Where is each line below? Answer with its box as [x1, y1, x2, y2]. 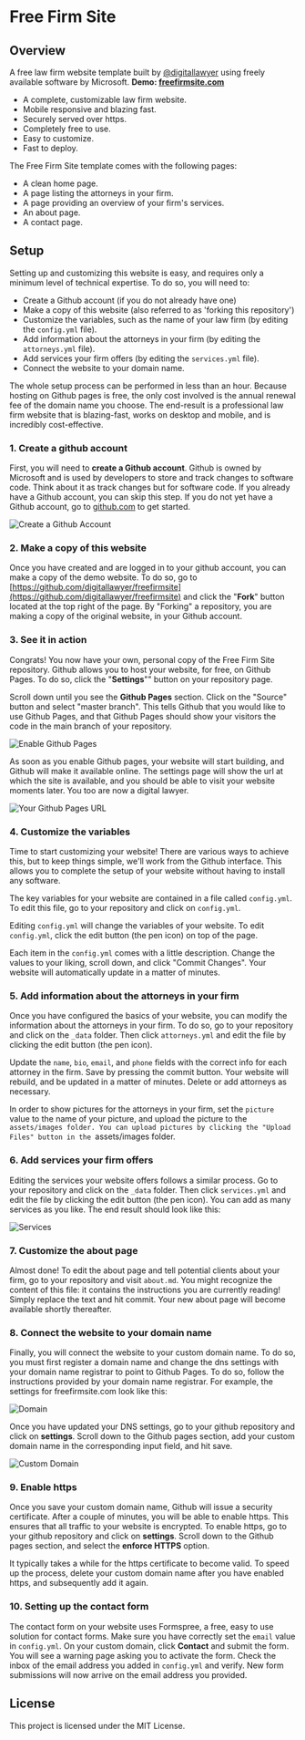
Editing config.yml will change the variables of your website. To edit [9, 920, 265, 931]
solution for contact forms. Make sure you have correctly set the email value [9, 1631, 296, 1642]
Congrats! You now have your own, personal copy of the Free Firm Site [9, 654, 275, 665]
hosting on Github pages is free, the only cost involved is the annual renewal [9, 389, 296, 400]
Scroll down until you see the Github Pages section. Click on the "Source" [9, 691, 288, 702]
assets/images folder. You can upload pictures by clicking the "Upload [9, 1124, 291, 1133]
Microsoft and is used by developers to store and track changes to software [9, 472, 294, 483]
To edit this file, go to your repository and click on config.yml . [9, 903, 241, 913]
